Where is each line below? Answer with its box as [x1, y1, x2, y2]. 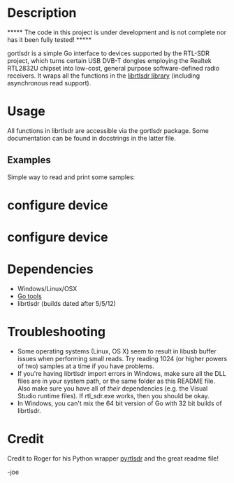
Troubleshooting [7, 324, 106, 340]
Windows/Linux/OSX [17, 285, 78, 293]
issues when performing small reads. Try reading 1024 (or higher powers [17, 354, 228, 363]
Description [7, 5, 77, 21]
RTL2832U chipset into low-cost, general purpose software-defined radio [7, 64, 220, 72]
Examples [7, 154, 51, 166]
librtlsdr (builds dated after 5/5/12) [17, 300, 117, 307]
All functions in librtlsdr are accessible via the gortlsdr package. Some [7, 126, 210, 134]
